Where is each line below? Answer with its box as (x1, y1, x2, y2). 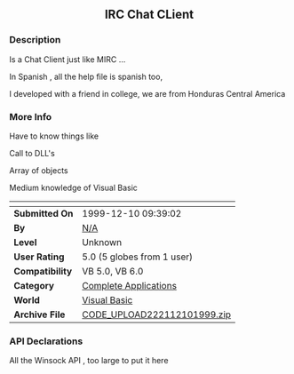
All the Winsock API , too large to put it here (9, 355, 169, 366)
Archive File (13, 308, 66, 321)
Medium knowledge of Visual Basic (9, 182, 138, 193)
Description (9, 34, 61, 46)
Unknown (82, 235, 123, 248)
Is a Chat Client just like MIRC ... (9, 53, 126, 65)
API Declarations (9, 335, 83, 347)
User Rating (13, 251, 65, 263)
